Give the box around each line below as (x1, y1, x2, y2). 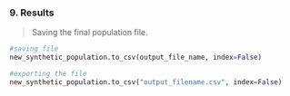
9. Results (9, 6, 55, 19)
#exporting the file (9, 70, 88, 79)
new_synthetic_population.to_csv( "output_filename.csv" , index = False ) (9, 77, 283, 87)
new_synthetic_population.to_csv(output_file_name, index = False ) (9, 53, 262, 62)
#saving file (9, 44, 59, 53)
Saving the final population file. (31, 27, 148, 38)
